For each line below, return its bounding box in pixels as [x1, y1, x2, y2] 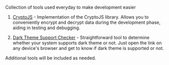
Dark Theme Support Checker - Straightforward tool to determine [12, 35, 150, 40]
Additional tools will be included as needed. [5, 55, 96, 61]
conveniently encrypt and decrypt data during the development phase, [12, 20, 161, 25]
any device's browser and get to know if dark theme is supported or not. [12, 45, 164, 51]
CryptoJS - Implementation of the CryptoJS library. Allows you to [12, 14, 149, 20]
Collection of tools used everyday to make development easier [5, 5, 136, 10]
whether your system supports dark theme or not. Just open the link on [12, 40, 162, 46]
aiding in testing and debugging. [12, 25, 80, 31]
